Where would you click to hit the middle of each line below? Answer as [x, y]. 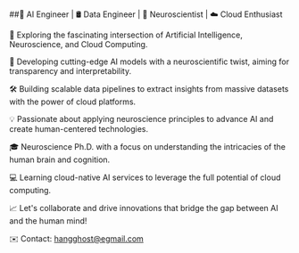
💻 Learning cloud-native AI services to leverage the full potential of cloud [145, 177]
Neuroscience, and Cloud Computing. [79, 44]
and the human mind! [48, 221]
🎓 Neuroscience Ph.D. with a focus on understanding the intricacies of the [147, 147]
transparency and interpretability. [71, 71]
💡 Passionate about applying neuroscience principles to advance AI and [141, 119]
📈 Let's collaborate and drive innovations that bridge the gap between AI [144, 208]
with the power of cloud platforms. [73, 102]
